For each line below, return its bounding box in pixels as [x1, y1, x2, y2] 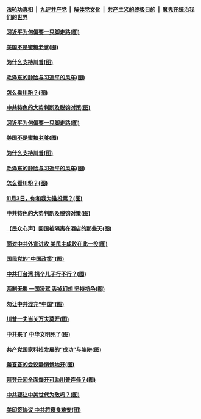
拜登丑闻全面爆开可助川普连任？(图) [6, 376, 96, 383]
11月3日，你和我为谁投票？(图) [6, 194, 83, 202]
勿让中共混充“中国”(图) [6, 300, 65, 308]
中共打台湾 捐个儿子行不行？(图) [6, 270, 86, 277]
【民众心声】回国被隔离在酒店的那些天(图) [6, 225, 112, 232]
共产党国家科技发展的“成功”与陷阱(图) [6, 346, 102, 353]
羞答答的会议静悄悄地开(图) [6, 361, 75, 368]
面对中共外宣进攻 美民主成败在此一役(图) [6, 240, 108, 247]
